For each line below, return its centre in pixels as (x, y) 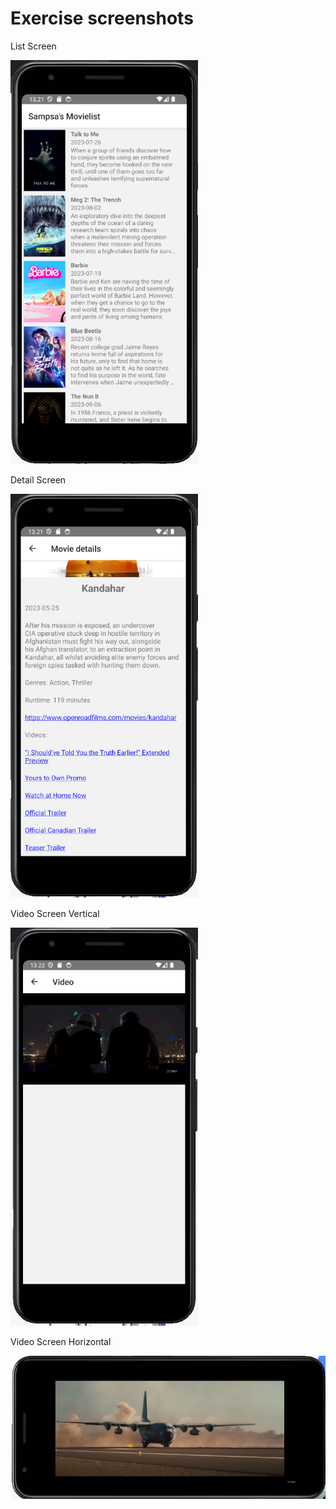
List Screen (33, 46)
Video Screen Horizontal (61, 1341)
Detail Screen (38, 480)
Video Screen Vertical (55, 913)
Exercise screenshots (102, 18)
